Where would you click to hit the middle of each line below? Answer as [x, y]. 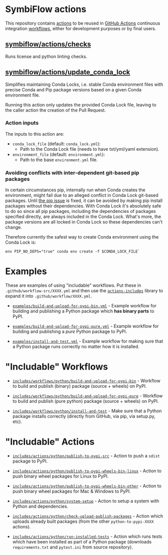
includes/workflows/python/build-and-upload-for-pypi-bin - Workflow [86, 381]
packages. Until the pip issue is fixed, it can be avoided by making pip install [84, 201]
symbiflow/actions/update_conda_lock [68, 72]
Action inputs [22, 123]
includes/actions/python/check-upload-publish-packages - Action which [88, 516]
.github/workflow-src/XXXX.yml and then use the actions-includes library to [84, 291]
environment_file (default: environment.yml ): [59, 154]
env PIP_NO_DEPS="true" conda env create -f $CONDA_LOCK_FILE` [73, 252]
